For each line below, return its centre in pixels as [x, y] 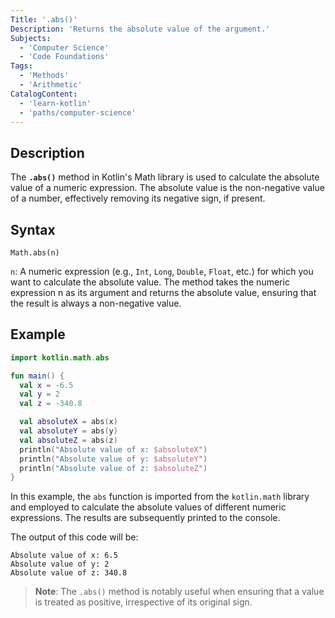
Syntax [33, 229]
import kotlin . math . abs [60, 357]
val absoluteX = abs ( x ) [68, 422]
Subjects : [31, 38]
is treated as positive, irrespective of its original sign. [143, 602]
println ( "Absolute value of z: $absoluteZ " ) [113, 468]
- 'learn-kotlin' [55, 103]
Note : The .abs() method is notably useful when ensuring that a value [179, 592]
